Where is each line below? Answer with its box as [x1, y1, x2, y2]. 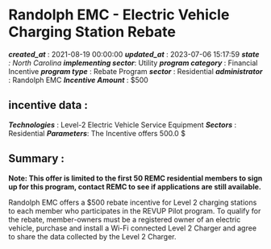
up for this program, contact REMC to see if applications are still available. [8, 181, 262, 191]
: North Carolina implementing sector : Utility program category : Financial [8, 58, 258, 68]
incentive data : [8, 98, 89, 112]
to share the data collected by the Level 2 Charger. [8, 231, 177, 241]
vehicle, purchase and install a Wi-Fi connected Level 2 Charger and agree [8, 223, 256, 233]
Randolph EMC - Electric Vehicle [8, 6, 230, 24]
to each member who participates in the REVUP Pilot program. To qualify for [8, 205, 261, 215]
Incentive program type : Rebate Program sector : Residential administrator [8, 66, 264, 76]
